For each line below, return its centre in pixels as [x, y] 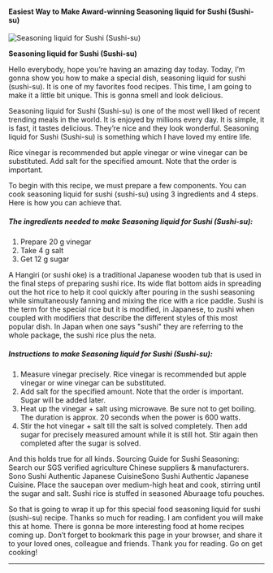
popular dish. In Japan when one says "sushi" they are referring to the [126, 327]
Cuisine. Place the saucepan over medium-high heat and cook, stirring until [135, 485]
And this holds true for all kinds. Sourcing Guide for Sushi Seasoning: [124, 459]
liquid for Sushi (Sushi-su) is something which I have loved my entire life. [130, 137]
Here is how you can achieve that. [65, 203]
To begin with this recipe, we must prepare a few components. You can [128, 186]
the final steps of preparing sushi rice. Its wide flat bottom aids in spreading [135, 283]
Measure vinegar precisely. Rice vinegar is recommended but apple [133, 374]
